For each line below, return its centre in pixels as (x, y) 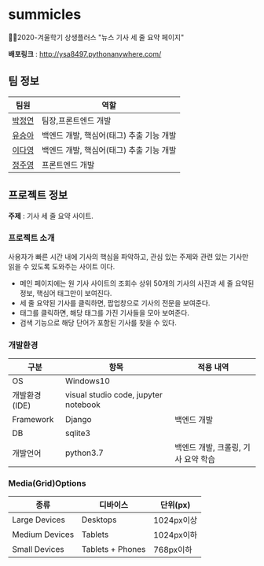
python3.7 (84, 453)
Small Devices (38, 549)
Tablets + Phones (114, 549)
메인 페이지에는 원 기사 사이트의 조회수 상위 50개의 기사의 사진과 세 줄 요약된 (137, 283)
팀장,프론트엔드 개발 (77, 120)
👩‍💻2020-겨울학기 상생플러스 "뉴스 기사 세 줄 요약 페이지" (96, 37)
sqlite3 (78, 433)
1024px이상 (175, 520)
